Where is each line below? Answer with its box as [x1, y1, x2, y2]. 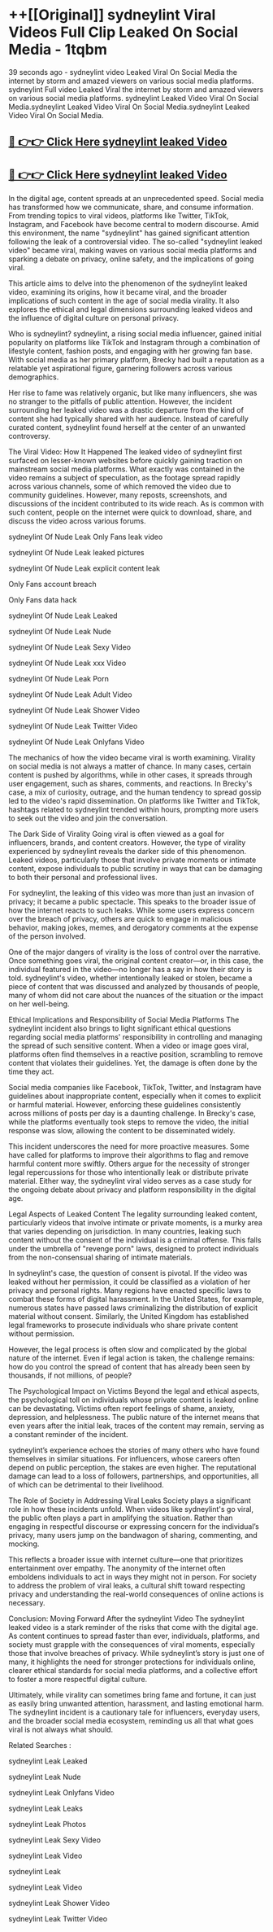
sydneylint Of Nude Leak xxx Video [8, 658, 127, 668]
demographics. [8, 372, 59, 382]
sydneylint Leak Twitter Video [8, 1914, 108, 1924]
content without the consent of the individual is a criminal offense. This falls [8, 1235, 262, 1245]
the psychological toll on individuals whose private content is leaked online [8, 1395, 259, 1405]
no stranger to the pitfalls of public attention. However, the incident [8, 396, 232, 406]
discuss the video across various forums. [8, 516, 146, 526]
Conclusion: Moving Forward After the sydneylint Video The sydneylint [8, 1614, 245, 1623]
